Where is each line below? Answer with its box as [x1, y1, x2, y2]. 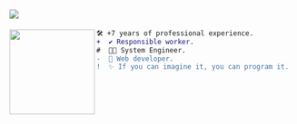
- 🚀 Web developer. [96, 54, 174, 63]
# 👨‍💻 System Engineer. [96, 45, 186, 54]
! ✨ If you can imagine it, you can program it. [96, 62, 290, 72]
